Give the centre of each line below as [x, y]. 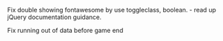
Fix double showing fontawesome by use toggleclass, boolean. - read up [111, 10]
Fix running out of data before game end [65, 30]
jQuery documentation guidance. [55, 17]
